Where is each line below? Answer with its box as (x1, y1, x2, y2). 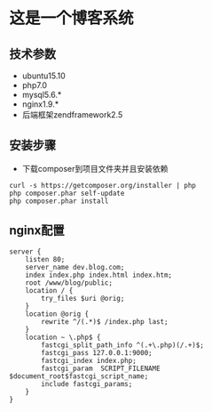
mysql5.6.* (21, 90, 62, 100)
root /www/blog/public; (25, 278, 114, 287)
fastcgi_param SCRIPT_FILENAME (41, 364, 161, 373)
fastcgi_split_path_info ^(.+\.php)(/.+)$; (41, 340, 204, 350)
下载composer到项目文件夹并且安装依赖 (21, 163, 169, 174)
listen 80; (25, 254, 66, 263)
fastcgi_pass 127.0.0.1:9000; (41, 348, 153, 357)
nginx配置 (9, 223, 65, 238)
